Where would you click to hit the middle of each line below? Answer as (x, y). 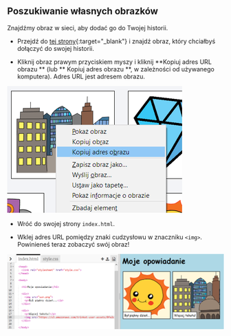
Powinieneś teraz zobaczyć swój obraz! (73, 244)
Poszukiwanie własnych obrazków (82, 11)
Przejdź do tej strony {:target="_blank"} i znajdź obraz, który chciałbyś (116, 41)
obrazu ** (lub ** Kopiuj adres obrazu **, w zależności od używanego (115, 69)
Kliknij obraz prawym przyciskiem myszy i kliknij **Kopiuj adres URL (114, 62)
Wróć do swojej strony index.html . (66, 223)
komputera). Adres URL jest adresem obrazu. (81, 76)
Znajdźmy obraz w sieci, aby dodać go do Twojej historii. (88, 27)
